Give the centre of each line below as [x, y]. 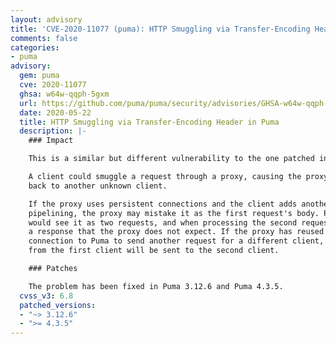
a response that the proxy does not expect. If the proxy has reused [176, 232]
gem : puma [39, 76]
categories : [35, 47]
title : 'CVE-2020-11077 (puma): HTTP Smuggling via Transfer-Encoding [160, 29]
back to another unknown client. [98, 186]
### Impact [51, 141]
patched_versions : [58, 305]
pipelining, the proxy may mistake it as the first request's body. [174, 213]
